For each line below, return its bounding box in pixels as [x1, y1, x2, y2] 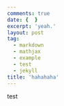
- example [13, 55, 41, 62]
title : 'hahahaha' [7, 73, 59, 81]
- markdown [13, 42, 44, 49]
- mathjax [13, 49, 41, 55]
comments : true [7, 10, 50, 17]
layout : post [7, 29, 44, 36]
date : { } [7, 16, 38, 23]
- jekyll [13, 67, 38, 74]
